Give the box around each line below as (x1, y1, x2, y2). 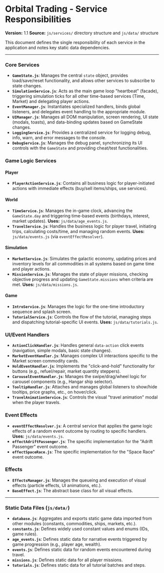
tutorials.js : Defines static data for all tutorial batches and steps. (12, 562, 146, 568)
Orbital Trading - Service (5, 3, 108, 15)
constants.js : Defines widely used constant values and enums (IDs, (12, 526, 149, 532)
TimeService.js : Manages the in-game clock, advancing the (12, 208, 133, 213)
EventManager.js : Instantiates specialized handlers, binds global (12, 104, 141, 109)
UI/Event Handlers (5, 331, 50, 338)
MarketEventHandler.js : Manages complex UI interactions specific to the (12, 353, 158, 359)
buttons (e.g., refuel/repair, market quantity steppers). (12, 368, 121, 374)
